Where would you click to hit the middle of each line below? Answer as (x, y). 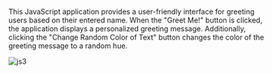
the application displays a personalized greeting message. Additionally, (127, 29)
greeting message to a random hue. (68, 46)
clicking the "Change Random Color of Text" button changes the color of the (136, 37)
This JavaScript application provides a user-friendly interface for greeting (132, 12)
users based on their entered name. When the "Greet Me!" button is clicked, (136, 20)
